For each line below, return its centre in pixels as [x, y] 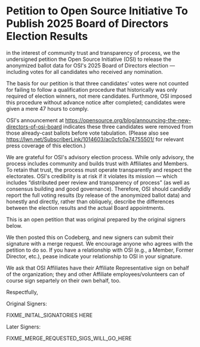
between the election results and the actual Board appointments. [86, 207]
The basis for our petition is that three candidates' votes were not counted [98, 83]
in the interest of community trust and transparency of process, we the [93, 52]
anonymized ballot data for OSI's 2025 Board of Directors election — [90, 65]
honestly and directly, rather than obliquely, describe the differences [90, 202]
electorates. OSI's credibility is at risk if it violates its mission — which [92, 176]
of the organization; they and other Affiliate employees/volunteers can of [96, 274]
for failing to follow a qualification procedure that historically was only [92, 89]
